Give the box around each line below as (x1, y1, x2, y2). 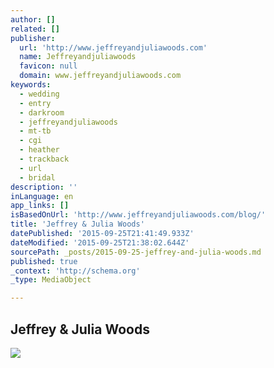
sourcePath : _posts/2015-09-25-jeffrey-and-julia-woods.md (10, 247, 262, 257)
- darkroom (19, 107, 65, 118)
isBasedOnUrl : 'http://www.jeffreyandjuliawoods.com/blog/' (10, 210, 267, 220)
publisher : (10, 33, 56, 43)
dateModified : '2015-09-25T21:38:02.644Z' (10, 237, 190, 248)
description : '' (10, 182, 78, 192)
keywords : (10, 80, 52, 90)
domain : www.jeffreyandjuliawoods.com (19, 71, 182, 81)
